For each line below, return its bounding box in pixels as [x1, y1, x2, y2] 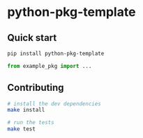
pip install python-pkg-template [7, 50, 105, 57]
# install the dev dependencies [7, 100, 101, 107]
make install [7, 107, 45, 114]
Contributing [7, 82, 64, 94]
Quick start [7, 32, 57, 44]
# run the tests [7, 119, 54, 126]
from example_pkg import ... [7, 62, 92, 69]
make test [7, 126, 36, 132]
